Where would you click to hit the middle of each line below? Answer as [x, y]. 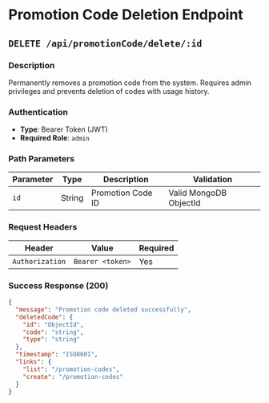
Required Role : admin [54, 138]
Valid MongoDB [197, 193]
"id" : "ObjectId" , [53, 324]
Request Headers [43, 227]
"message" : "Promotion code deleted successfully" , [104, 309]
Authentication [38, 112]
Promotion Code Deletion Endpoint [126, 15]
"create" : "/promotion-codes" [73, 377]
